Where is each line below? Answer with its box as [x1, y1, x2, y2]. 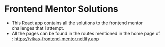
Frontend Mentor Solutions [4, 3, 118, 15]
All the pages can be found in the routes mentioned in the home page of [11, 30, 160, 36]
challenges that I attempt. [11, 25, 64, 31]
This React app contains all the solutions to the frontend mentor [11, 20, 143, 26]
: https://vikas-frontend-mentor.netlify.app [11, 36, 99, 42]
